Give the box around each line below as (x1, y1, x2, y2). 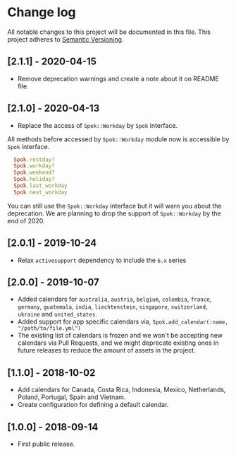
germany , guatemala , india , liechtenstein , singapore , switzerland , (17, 302, 208, 311)
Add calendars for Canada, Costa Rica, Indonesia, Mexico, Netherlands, (17, 386, 226, 394)
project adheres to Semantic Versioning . (7, 35, 124, 43)
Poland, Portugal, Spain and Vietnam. (17, 393, 126, 401)
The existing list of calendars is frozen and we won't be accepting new (17, 331, 223, 340)
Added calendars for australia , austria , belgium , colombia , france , (17, 295, 212, 304)
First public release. (17, 439, 75, 449)
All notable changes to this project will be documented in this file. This (7, 28, 211, 36)
